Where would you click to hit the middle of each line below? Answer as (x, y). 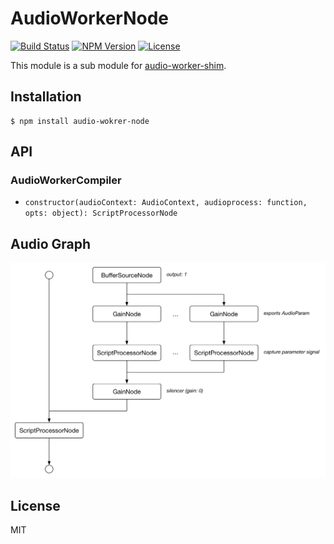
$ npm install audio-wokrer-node (80, 121)
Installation (46, 97)
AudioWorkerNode (89, 18)
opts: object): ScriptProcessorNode (101, 213)
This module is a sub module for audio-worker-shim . (118, 65)
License (35, 505)
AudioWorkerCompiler (66, 180)
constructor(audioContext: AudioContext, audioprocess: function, (166, 203)
